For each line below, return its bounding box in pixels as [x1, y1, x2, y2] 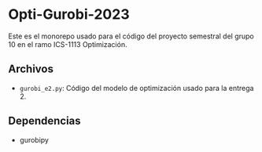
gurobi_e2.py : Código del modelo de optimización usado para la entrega [19, 83, 254, 92]
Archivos [8, 63, 54, 76]
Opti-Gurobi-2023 [8, 5, 130, 24]
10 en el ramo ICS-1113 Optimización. [8, 39, 127, 49]
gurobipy [19, 135, 50, 144]
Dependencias [8, 114, 81, 128]
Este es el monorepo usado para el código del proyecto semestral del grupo [8, 31, 254, 41]
